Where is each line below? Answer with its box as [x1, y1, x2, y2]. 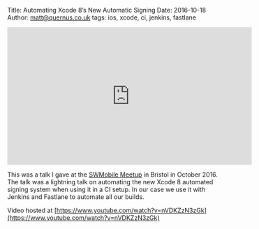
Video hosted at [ [7, 206, 57, 214]
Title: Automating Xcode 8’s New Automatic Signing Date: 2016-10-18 [7, 6, 207, 14]
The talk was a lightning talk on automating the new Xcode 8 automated [7, 178, 214, 186]
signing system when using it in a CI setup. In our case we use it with [7, 185, 206, 193]
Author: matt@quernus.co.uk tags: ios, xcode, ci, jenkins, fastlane [7, 13, 197, 22]
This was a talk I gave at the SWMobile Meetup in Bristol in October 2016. [7, 170, 219, 179]
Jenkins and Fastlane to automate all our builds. [7, 193, 145, 201]
